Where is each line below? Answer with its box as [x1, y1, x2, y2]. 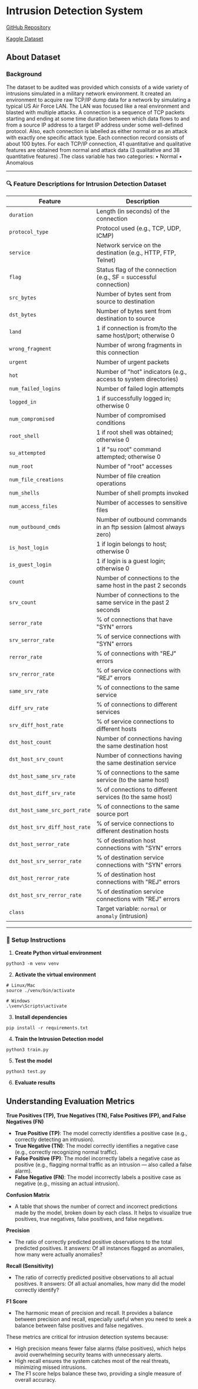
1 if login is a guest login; [96, 557, 166, 565]
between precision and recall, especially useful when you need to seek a [14, 1316, 192, 1323]
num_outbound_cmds [9, 524, 61, 530]
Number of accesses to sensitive [96, 498, 187, 506]
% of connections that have [96, 615, 173, 624]
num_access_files [9, 503, 58, 509]
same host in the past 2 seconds [96, 581, 187, 589]
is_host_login [9, 544, 49, 551]
